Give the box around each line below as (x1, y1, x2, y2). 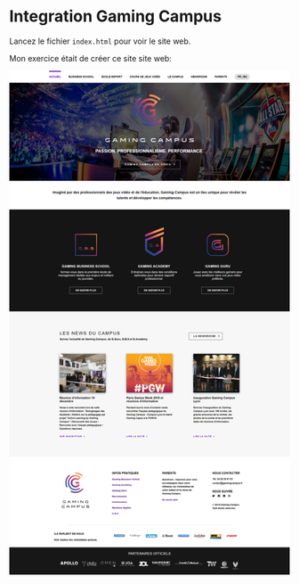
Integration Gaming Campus (9, 6, 222, 27)
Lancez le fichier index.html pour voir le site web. (9, 36, 191, 46)
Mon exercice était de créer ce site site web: (9, 53, 172, 63)
